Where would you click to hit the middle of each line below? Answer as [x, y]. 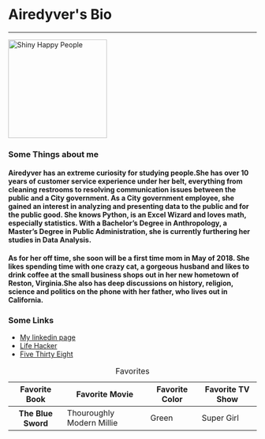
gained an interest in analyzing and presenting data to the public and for [129, 206]
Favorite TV [227, 389]
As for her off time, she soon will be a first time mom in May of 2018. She [129, 259]
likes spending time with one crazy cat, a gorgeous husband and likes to [129, 266]
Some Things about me [53, 154]
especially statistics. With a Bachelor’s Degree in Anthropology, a [118, 223]
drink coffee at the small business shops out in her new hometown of [123, 275]
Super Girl [220, 418]
